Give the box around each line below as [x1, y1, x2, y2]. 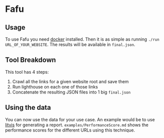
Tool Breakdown [5, 56, 56, 64]
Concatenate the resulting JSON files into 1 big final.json [12, 89, 131, 95]
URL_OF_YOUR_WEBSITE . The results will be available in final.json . [5, 42, 136, 47]
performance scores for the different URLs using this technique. [5, 127, 135, 133]
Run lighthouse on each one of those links [12, 84, 98, 90]
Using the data [5, 103, 51, 112]
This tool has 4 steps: [5, 69, 49, 75]
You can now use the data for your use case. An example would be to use [5, 116, 155, 122]
